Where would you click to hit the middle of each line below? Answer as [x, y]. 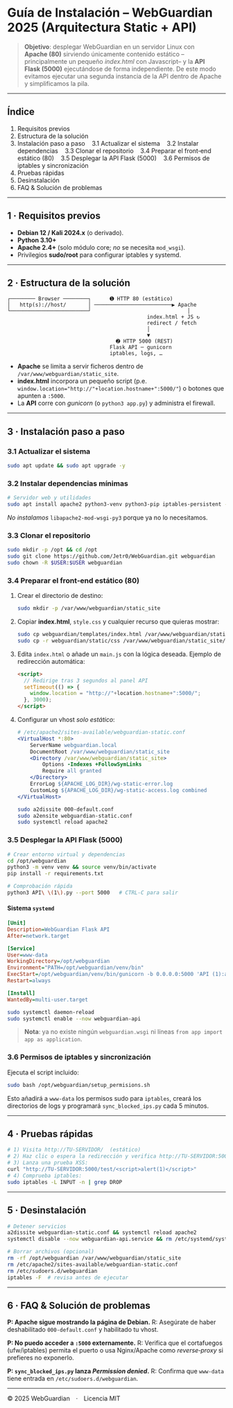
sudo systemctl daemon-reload [51, 1012]
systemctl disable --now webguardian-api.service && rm [89, 1239]
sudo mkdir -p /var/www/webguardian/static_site [89, 608]
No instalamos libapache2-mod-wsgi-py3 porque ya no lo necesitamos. [107, 517]
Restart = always [29, 981]
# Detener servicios [37, 1226]
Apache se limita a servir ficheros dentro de [80, 366]
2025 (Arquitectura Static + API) [102, 27]
